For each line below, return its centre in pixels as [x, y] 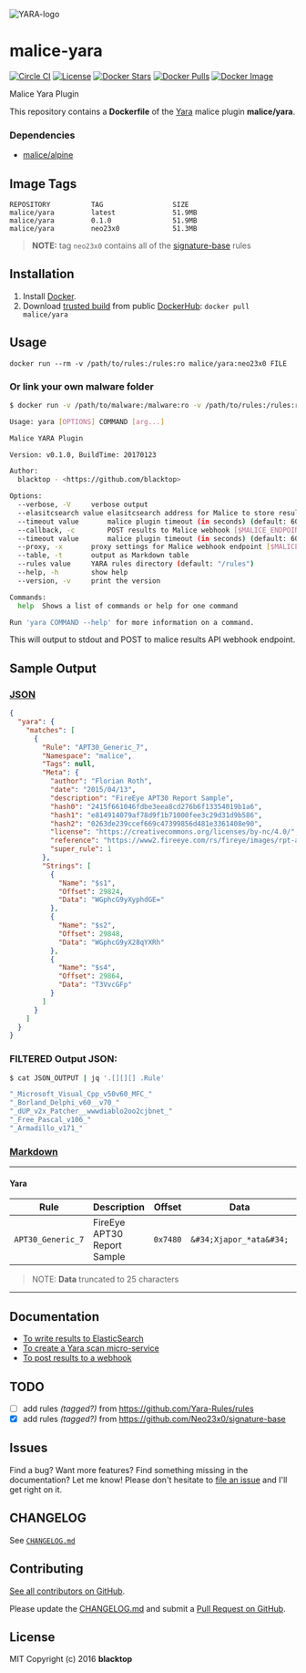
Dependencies [42, 135]
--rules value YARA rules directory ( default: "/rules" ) [136, 564]
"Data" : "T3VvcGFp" [95, 985]
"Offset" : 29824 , [91, 891]
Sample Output [53, 668]
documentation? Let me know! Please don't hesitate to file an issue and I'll [148, 1480]
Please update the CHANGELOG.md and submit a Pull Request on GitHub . [148, 1608]
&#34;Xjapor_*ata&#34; [240, 1240]
